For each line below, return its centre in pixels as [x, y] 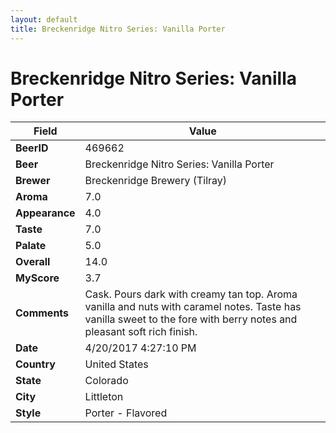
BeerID [32, 148]
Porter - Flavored [126, 413]
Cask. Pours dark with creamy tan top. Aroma [191, 294]
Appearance [45, 213]
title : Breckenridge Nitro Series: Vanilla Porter [118, 29]
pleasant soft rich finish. [141, 332]
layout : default [44, 19]
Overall [33, 262]
